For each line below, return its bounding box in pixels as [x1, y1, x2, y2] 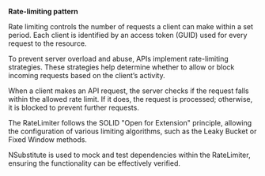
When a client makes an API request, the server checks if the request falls [8, 86, 249, 95]
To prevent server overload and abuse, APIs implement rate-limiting [8, 54, 229, 63]
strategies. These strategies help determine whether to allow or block [8, 62, 235, 72]
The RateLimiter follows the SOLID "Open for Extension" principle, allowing [8, 118, 252, 127]
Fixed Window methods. [8, 135, 87, 144]
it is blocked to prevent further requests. [8, 103, 140, 112]
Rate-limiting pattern [8, 7, 79, 16]
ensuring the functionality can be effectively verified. [8, 159, 180, 168]
